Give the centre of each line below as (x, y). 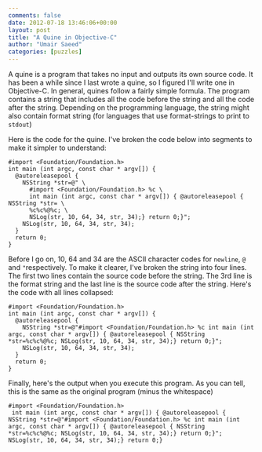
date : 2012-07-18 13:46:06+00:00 (63, 23)
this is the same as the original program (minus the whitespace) (111, 392)
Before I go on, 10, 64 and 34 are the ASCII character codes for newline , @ (127, 259)
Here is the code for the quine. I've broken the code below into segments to (130, 139)
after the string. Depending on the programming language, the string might (129, 108)
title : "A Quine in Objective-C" (63, 37)
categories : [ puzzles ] (45, 52)
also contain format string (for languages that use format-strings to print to (129, 116)
